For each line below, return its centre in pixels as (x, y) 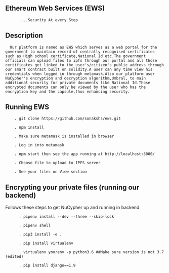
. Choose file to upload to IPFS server (57, 163)
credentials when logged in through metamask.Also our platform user (80, 74)
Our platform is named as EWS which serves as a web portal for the (83, 47)
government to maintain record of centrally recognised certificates (80, 52)
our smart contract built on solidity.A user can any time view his (79, 69)
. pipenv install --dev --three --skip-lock (66, 217)
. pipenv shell (35, 226)
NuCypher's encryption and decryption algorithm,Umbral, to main (75, 78)
